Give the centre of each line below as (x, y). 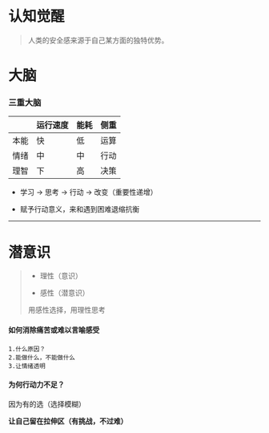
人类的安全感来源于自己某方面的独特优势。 (98, 40)
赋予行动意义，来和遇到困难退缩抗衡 (80, 209)
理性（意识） (61, 276)
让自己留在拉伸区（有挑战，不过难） (68, 421)
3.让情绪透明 (27, 366)
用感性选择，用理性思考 (66, 310)
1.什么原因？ (27, 349)
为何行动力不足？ (36, 385)
